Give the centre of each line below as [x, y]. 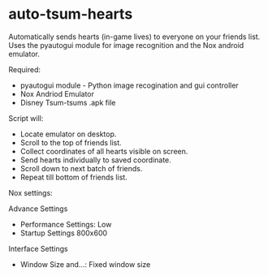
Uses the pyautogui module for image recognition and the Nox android [126, 45]
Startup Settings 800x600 [64, 233]
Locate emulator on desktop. [68, 134]
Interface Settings [38, 248]
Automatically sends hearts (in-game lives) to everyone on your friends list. [134, 37]
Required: [25, 69]
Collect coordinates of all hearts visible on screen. [104, 151]
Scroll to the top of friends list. [71, 142]
